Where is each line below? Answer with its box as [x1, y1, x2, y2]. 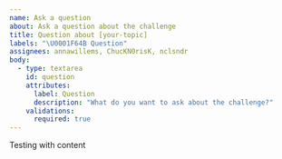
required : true [33, 114, 92, 124]
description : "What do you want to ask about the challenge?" [33, 97, 274, 107]
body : [9, 55, 30, 65]
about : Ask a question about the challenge [9, 22, 177, 31]
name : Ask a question [9, 13, 92, 23]
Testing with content [9, 140, 86, 151]
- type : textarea [17, 65, 83, 74]
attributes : [25, 81, 71, 90]
